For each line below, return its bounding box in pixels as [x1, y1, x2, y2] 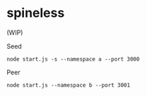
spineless [6, 5, 65, 21]
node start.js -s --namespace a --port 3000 [6, 55, 140, 63]
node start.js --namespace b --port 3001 [6, 81, 131, 89]
